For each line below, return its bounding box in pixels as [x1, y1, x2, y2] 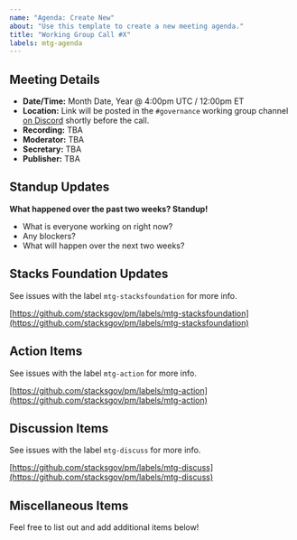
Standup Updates [9, 180, 110, 195]
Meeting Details [9, 71, 101, 87]
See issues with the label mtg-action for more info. [9, 368, 197, 378]
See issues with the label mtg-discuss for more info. [9, 444, 201, 456]
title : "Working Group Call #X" [9, 30, 131, 39]
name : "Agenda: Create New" [9, 13, 116, 23]
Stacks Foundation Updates [9, 266, 169, 282]
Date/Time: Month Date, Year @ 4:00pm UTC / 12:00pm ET [22, 96, 245, 107]
